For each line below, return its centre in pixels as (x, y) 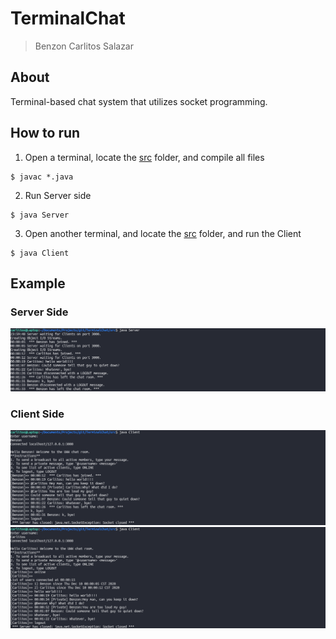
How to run (45, 133)
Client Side (37, 414)
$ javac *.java (42, 177)
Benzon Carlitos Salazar (84, 46)
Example (38, 283)
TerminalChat (68, 18)
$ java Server (40, 215)
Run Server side (58, 195)
